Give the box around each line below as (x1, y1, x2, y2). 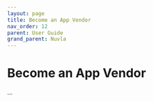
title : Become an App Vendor (7, 17, 91, 23)
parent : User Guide (7, 29, 64, 37)
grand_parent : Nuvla (7, 36, 67, 43)
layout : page (7, 10, 45, 17)
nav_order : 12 (7, 23, 48, 30)
